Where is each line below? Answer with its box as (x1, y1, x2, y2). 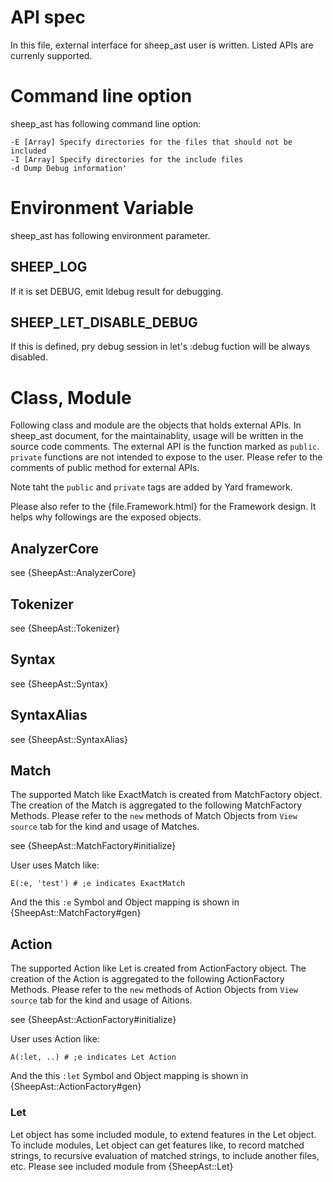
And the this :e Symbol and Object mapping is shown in (10, 896, 240, 908)
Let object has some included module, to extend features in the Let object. (10, 1128, 317, 1140)
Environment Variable (10, 197, 195, 220)
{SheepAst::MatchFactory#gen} (10, 907, 142, 919)
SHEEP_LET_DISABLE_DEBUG (10, 314, 198, 331)
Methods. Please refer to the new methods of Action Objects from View (10, 984, 298, 996)
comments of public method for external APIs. (10, 462, 200, 474)
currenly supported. (10, 49, 93, 61)
